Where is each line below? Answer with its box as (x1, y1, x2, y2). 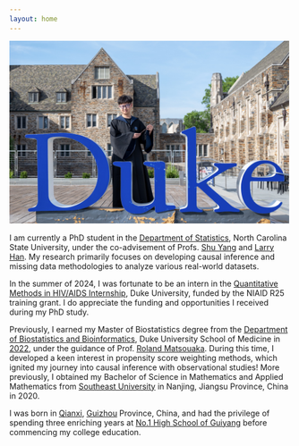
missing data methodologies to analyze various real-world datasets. (9, 260, 260, 272)
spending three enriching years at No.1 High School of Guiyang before (9, 417, 268, 428)
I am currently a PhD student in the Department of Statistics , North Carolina (9, 232, 287, 243)
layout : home (9, 14, 58, 23)
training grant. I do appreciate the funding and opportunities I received (9, 297, 269, 307)
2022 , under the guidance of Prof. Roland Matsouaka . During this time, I (9, 342, 275, 353)
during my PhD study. (9, 307, 90, 317)
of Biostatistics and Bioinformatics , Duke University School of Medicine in (9, 333, 280, 344)
